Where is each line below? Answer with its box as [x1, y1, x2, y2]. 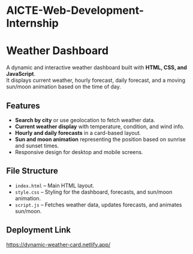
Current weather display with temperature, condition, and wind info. [14, 123, 185, 130]
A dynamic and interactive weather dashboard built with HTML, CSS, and [6, 64, 187, 71]
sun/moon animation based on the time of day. [6, 83, 122, 90]
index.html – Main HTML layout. [14, 182, 95, 189]
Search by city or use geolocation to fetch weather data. [14, 116, 156, 123]
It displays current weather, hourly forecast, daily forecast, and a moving [6, 76, 186, 84]
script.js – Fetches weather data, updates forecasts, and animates [14, 201, 182, 208]
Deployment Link [6, 225, 71, 235]
